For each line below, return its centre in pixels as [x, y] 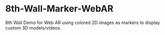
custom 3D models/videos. [34, 27]
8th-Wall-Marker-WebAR [59, 9]
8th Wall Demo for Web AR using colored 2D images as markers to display [83, 22]
